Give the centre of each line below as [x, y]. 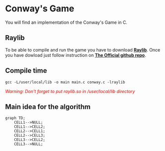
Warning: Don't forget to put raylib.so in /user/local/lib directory [70, 91]
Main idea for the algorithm [48, 107]
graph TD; [15, 118]
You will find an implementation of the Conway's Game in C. [66, 22]
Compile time [26, 71]
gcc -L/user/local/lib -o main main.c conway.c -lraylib [65, 82]
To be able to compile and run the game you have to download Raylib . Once [83, 50]
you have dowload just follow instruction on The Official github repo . [76, 55]
